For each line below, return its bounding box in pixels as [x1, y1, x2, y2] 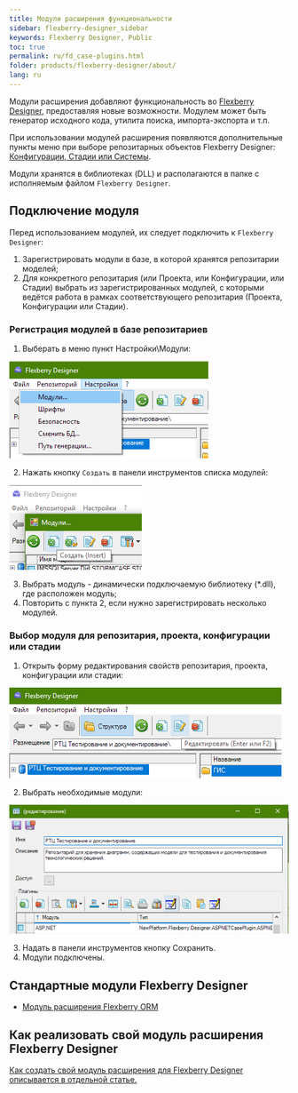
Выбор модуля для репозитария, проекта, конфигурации [9, 629, 271, 642]
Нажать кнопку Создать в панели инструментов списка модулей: [21, 467, 269, 477]
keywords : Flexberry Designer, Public [9, 33, 153, 42]
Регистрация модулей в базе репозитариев [9, 323, 208, 335]
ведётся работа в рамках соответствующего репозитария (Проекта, [21, 291, 283, 302]
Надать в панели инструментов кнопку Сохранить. [21, 943, 216, 953]
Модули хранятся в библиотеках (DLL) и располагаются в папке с [9, 168, 260, 179]
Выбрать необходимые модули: [21, 787, 144, 798]
